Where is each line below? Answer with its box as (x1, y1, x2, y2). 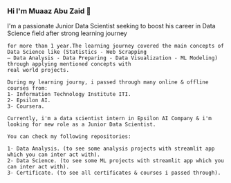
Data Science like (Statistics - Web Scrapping (7, 48, 147, 56)
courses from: (7, 85, 48, 92)
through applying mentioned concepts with (7, 61, 131, 68)
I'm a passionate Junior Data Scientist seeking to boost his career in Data (7, 22, 216, 30)
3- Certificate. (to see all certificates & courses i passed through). (7, 169, 221, 177)
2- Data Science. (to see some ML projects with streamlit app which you (7, 157, 225, 164)
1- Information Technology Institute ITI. (7, 91, 131, 98)
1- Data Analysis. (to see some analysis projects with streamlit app (7, 145, 215, 153)
